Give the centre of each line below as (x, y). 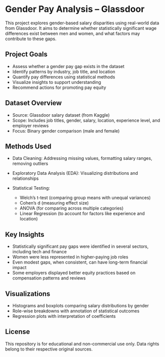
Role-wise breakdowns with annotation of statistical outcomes (76, 311)
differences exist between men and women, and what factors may (73, 33)
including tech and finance (39, 252)
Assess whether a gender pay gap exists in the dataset (68, 66)
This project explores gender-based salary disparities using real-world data (82, 23)
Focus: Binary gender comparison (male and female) (66, 131)
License (18, 332)
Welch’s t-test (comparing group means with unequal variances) (85, 198)
